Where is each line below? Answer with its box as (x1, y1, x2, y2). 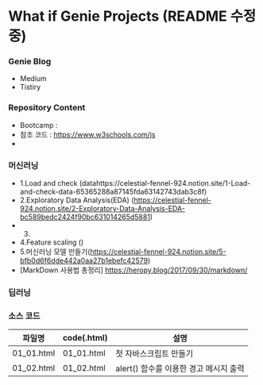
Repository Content (8, 102, 86, 114)
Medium (19, 74, 48, 83)
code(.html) (62, 333, 109, 344)
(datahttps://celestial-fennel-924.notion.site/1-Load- (79, 179, 251, 188)
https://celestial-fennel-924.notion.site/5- (90, 247, 226, 256)
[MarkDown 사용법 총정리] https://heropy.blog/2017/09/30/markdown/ (19, 265, 248, 275)
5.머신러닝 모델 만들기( (19, 247, 91, 256)
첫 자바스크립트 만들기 (115, 348, 193, 360)
